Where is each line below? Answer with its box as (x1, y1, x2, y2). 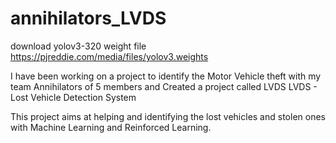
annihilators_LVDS (10, 7, 167, 30)
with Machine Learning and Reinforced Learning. (10, 121, 212, 133)
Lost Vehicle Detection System (10, 91, 137, 103)
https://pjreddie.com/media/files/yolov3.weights (10, 50, 209, 62)
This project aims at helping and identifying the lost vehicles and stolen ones (10, 110, 326, 122)
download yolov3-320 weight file (10, 40, 147, 52)
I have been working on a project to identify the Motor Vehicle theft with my (10, 70, 322, 82)
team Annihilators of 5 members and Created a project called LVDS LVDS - (10, 80, 318, 92)
